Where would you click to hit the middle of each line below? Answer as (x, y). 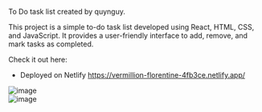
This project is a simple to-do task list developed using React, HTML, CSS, (131, 27)
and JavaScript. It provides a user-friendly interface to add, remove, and (128, 36)
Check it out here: (38, 60)
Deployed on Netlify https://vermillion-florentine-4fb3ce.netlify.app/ (133, 75)
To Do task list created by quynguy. (67, 12)
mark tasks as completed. (51, 44)
